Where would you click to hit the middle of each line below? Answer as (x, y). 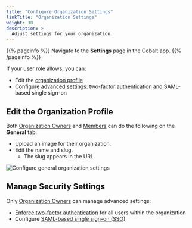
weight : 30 (20, 23)
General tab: (22, 132)
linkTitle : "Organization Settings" (52, 17)
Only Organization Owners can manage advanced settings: (79, 201)
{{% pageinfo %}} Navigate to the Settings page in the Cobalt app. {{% (94, 51)
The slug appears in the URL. (59, 156)
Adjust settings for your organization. (62, 34)
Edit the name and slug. (44, 150)
